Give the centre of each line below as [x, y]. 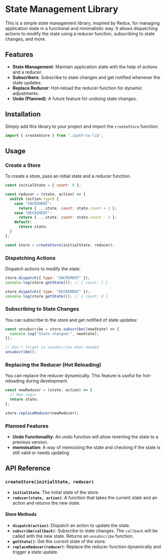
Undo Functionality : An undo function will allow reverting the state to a [85, 437]
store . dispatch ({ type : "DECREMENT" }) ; [48, 291]
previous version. [30, 442]
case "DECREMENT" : [33, 213]
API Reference [28, 468]
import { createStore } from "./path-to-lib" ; [54, 135]
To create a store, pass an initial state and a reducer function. [68, 176]
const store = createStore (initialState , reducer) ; [60, 245]
